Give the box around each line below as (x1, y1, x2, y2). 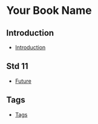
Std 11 (6, 61, 28, 71)
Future (15, 77, 31, 85)
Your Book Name (6, 4, 92, 18)
